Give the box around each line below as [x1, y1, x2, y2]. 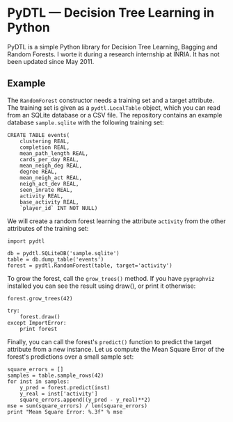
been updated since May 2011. [7, 57, 95, 65]
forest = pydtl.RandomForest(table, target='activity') [7, 262, 172, 269]
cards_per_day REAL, [19, 156, 79, 163]
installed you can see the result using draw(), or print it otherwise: [7, 282, 196, 290]
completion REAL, [19, 144, 70, 151]
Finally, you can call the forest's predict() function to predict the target [7, 337, 212, 346]
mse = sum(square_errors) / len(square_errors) [7, 402, 148, 409]
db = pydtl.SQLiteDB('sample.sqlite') [7, 250, 120, 257]
